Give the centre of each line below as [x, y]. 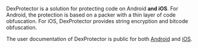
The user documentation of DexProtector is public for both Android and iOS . [99, 39]
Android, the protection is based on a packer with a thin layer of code [91, 15]
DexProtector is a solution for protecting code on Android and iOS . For [92, 9]
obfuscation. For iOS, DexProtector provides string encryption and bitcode [97, 21]
